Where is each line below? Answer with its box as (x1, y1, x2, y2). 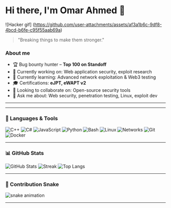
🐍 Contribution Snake (5, 180, 60, 188)
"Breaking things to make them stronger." (17, 37, 104, 43)
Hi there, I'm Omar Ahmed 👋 (5, 5, 126, 16)
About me (5, 49, 31, 57)
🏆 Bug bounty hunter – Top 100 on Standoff (12, 61, 107, 68)
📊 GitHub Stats (5, 150, 44, 157)
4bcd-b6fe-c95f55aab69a (5, 27, 61, 33)
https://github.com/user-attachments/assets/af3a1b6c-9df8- (34, 21, 162, 28)
